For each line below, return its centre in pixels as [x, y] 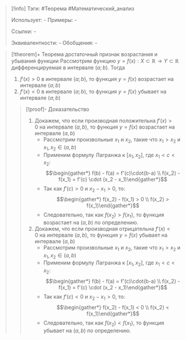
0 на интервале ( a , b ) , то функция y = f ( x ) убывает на [101, 235]
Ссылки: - [24, 31]
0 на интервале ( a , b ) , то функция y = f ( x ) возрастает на [104, 127]
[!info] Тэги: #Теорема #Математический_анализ [73, 9]
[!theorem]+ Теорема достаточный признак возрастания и [84, 54]
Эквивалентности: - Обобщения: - [54, 43]
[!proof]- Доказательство [57, 109]
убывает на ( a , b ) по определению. [87, 331]
